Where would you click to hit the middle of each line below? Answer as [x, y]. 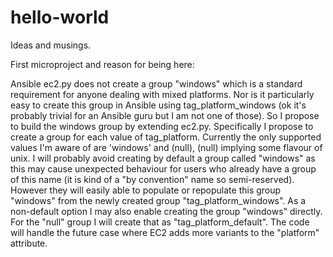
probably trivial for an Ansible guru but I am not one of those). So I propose [165, 115]
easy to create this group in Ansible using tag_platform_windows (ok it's [158, 105]
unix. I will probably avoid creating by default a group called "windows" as [163, 158]
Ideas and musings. [51, 45]
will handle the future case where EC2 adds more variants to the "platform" [165, 232]
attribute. [29, 243]
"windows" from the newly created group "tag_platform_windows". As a [158, 200]
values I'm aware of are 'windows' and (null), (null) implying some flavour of [166, 147]
